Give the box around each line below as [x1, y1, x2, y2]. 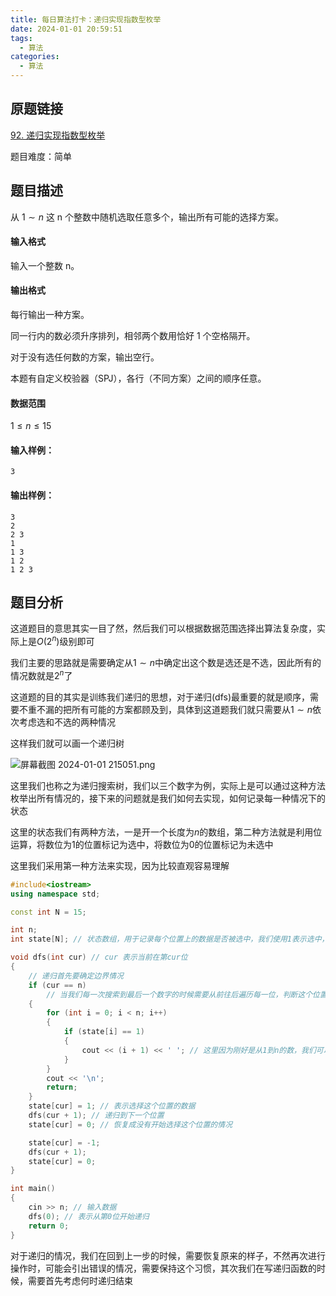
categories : [10, 52, 60, 62]
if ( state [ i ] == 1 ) [63, 1027, 145, 1037]
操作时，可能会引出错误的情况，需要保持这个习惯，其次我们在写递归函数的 [10, 1262, 317, 1274]
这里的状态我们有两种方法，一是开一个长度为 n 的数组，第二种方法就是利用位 [10, 826, 323, 838]
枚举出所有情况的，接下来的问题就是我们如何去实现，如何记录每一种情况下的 [10, 792, 326, 804]
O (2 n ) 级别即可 [36, 634, 95, 648]
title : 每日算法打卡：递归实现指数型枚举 [10, 14, 162, 25]
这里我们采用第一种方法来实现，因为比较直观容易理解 [10, 859, 230, 871]
